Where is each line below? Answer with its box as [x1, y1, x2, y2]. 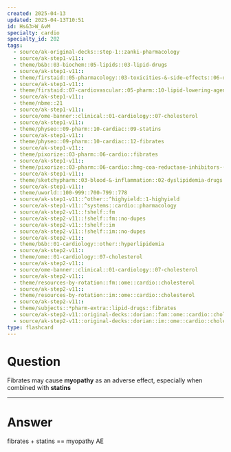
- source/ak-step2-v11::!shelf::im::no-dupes [13, 228, 146, 235]
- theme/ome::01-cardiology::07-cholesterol [13, 254, 143, 260]
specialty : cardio [7, 29, 60, 37]
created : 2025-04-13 [7, 10, 67, 17]
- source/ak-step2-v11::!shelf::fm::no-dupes [13, 215, 146, 222]
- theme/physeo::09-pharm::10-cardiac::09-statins [13, 125, 162, 132]
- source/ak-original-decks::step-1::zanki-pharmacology [13, 49, 180, 56]
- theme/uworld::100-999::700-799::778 [13, 189, 128, 196]
